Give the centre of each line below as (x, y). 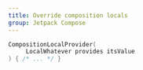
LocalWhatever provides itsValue (80, 52)
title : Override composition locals (68, 15)
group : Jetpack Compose (47, 23)
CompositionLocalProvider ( (52, 44)
